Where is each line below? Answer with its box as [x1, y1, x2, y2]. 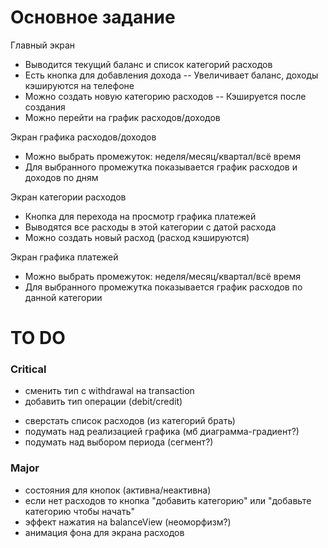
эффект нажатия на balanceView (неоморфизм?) [24, 516, 232, 528]
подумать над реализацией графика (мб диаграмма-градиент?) [24, 426, 300, 438]
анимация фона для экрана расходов [24, 526, 185, 538]
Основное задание [10, 6, 176, 29]
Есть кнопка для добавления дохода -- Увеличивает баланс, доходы [24, 69, 319, 81]
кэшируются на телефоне [24, 79, 135, 91]
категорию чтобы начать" [24, 505, 136, 517]
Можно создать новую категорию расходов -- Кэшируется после [24, 90, 307, 102]
